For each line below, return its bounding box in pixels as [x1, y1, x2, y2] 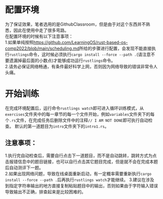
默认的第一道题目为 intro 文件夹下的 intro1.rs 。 [14, 123, 109, 129]
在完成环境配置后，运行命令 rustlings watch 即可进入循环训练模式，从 [5, 105, 144, 111]
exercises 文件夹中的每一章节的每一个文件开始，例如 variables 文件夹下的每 [5, 111, 155, 117]
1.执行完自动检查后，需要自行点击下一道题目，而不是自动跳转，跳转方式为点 [5, 153, 157, 158]
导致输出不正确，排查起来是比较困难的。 [5, 189, 86, 195]
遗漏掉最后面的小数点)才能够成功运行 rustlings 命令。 [9, 57, 115, 63]
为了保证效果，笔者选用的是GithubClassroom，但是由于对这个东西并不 [5, 21, 146, 27]
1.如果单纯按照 [5, 39, 34, 45]
